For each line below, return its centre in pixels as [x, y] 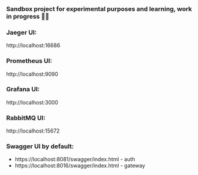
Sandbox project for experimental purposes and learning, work [99, 9]
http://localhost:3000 [32, 102]
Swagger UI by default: [40, 146]
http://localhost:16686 [33, 45]
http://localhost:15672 [33, 131]
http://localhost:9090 [32, 74]
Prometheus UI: [29, 61]
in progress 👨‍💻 [28, 16]
